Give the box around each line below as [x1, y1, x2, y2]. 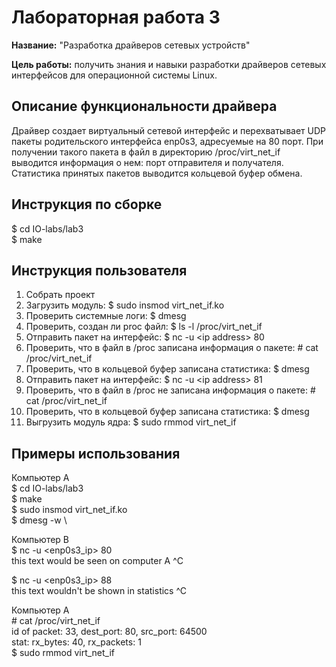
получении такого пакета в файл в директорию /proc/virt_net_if [11, 146, 281, 158]
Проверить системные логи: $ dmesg [25, 310, 187, 322]
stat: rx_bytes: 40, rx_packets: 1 [11, 636, 142, 648]
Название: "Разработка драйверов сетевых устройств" [11, 39, 251, 51]
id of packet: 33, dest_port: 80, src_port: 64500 [11, 626, 208, 638]
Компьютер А [11, 472, 70, 484]
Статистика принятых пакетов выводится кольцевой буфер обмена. [11, 167, 303, 179]
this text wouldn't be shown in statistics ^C [11, 585, 188, 597]
